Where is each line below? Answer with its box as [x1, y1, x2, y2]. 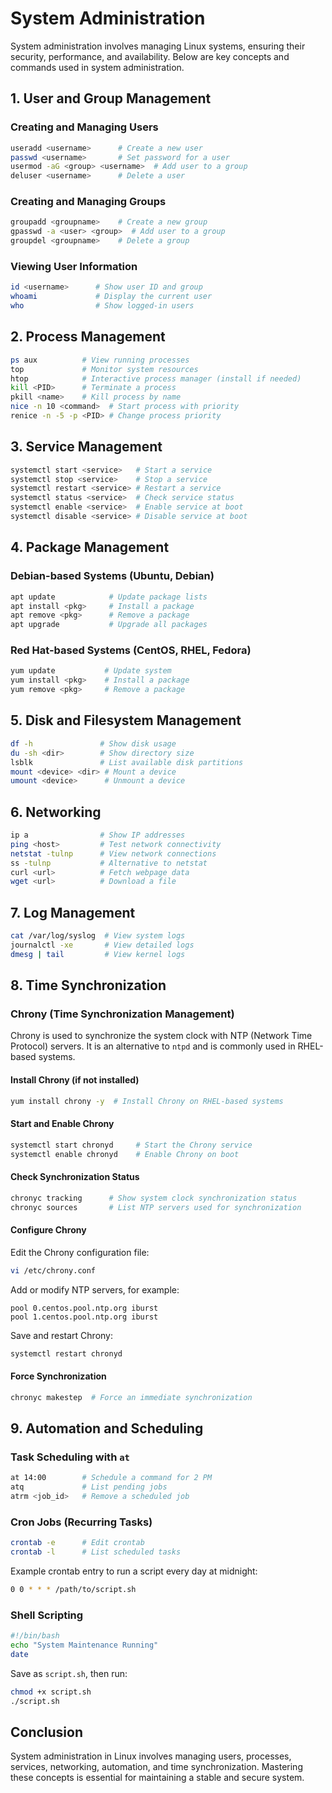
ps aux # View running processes [10, 355, 190, 365]
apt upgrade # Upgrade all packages [10, 620, 208, 630]
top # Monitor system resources [10, 364, 199, 374]
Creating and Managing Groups [10, 195, 167, 209]
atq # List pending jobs [10, 1482, 168, 1492]
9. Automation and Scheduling [10, 1420, 204, 1437]
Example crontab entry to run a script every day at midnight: [10, 1565, 258, 1577]
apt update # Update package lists [10, 592, 208, 602]
